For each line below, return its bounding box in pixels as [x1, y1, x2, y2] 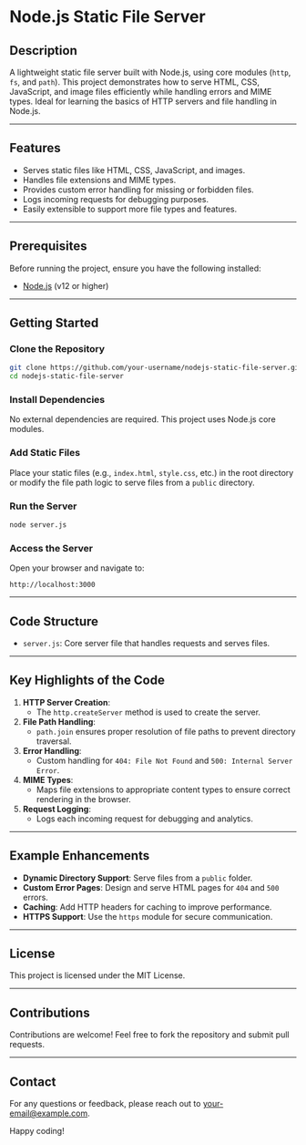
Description [9, 43, 77, 58]
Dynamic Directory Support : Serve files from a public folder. [22, 872, 253, 883]
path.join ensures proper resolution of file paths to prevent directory [36, 726, 296, 737]
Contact [9, 1074, 56, 1089]
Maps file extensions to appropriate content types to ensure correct [36, 784, 291, 795]
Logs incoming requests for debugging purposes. [22, 193, 209, 204]
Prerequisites [9, 239, 87, 254]
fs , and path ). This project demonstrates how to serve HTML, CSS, [9, 77, 260, 88]
